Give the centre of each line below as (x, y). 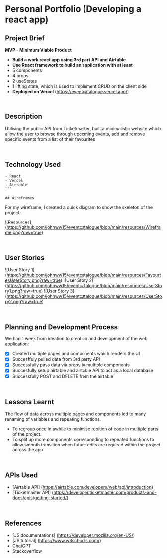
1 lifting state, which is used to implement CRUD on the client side (79, 86)
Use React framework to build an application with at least (73, 65)
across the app (28, 450)
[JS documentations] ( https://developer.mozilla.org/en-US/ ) (74, 535)
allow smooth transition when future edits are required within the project (86, 445)
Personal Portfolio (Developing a (73, 9)
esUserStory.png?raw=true (33, 280)
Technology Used (33, 165)
